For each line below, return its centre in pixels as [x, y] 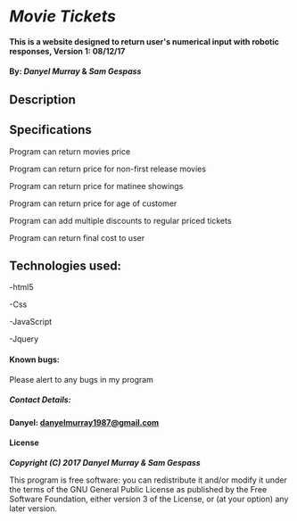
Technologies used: [66, 265]
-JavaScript [31, 322]
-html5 [21, 287]
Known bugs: [35, 360]
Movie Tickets [62, 17]
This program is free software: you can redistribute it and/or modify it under [148, 480]
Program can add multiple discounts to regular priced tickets [120, 220]
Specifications [50, 130]
